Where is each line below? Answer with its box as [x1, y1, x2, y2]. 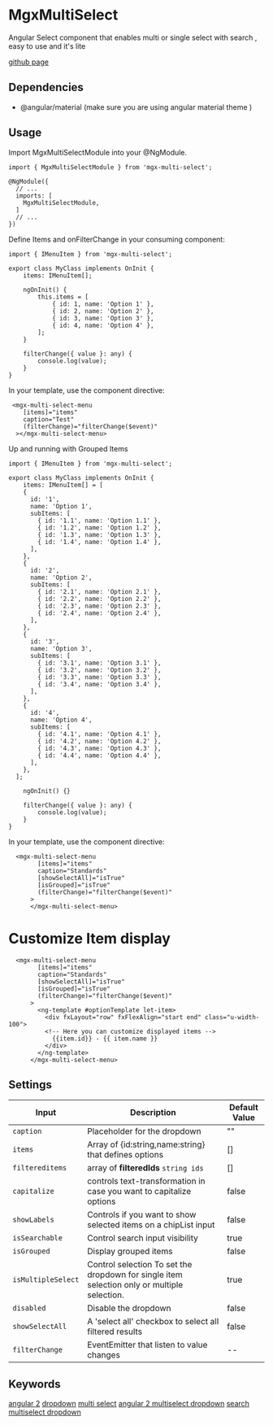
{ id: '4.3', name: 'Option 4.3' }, [37, 744, 162, 752]
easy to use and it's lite [8, 41, 86, 50]
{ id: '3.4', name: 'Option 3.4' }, [37, 680, 162, 688]
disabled [12, 1304, 46, 1313]
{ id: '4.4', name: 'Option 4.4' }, [37, 751, 162, 760]
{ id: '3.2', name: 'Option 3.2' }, [37, 665, 162, 674]
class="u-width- [204, 1013, 260, 1022]
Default [228, 1102, 258, 1113]
